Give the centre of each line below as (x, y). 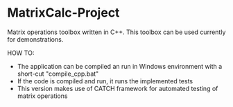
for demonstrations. (35, 39)
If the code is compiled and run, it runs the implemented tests (105, 81)
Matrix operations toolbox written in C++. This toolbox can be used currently (116, 32)
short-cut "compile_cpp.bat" (58, 74)
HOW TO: (21, 53)
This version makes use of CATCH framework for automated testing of (118, 88)
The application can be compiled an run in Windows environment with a (120, 66)
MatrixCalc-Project (63, 13)
